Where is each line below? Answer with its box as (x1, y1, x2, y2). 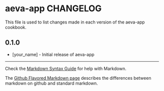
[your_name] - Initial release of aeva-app (12, 51, 95, 57)
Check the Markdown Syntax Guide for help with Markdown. (5, 66, 127, 71)
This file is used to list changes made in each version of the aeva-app (5, 19, 145, 25)
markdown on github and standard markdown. (5, 80, 98, 86)
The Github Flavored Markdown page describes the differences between (5, 75, 151, 81)
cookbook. (5, 24, 27, 30)
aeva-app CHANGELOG (5, 3, 102, 14)
